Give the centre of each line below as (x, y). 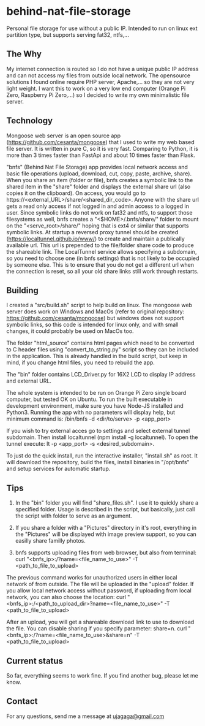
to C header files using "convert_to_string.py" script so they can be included (102, 350)
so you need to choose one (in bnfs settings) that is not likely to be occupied (103, 258)
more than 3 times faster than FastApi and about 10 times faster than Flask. (101, 155)
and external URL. (29, 381)
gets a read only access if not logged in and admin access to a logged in (98, 206)
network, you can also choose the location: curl (66, 597)
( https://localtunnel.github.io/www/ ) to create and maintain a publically (95, 239)
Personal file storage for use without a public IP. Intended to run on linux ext (102, 28)
